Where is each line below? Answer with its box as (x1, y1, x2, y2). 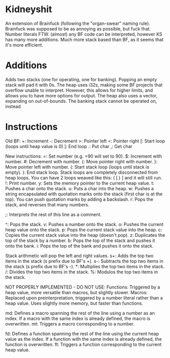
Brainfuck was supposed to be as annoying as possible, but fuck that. (5, 25, 151, 31)
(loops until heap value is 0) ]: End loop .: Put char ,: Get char (5, 143, 133, 149)
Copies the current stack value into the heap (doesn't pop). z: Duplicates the (5, 232, 165, 238)
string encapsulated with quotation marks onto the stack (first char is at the (5, 191, 163, 197)
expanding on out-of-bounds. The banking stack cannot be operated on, (5, 98, 157, 104)
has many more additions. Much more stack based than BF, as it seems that (5, 37, 164, 43)
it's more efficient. (5, 42, 44, 48)
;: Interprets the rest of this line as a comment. (5, 211, 102, 218)
